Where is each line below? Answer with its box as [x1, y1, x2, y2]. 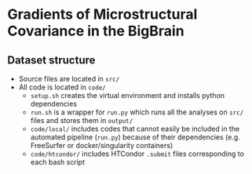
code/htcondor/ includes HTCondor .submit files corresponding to [30, 149, 245, 158]
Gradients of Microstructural [7, 5, 198, 24]
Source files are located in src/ [18, 74, 120, 83]
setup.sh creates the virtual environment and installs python [30, 91, 225, 100]
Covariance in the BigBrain [7, 22, 185, 40]
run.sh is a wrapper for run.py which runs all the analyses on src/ [30, 107, 244, 117]
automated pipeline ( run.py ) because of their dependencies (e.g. [30, 132, 240, 142]
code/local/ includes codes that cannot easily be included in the [30, 124, 240, 133]
